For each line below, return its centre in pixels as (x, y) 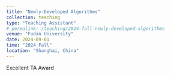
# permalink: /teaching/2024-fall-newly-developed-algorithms (85, 28)
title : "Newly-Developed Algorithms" (53, 12)
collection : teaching (33, 17)
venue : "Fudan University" (40, 34)
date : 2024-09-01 (28, 39)
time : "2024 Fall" (29, 45)
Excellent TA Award (30, 68)
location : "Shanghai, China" (43, 51)
